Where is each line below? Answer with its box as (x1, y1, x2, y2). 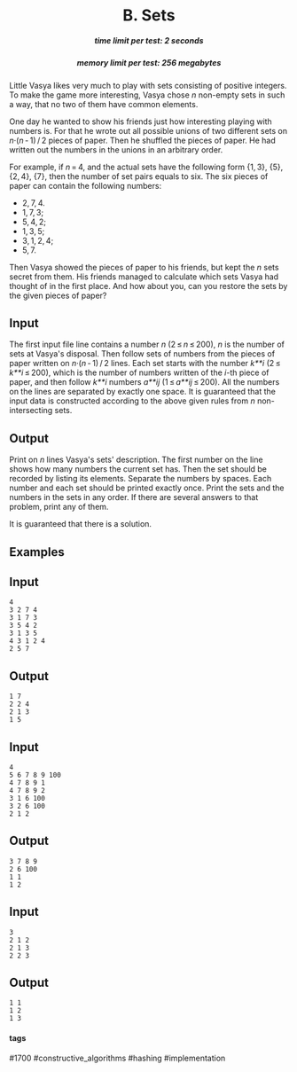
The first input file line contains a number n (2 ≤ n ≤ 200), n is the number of (9, 339, 285, 350)
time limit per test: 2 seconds (94, 35, 204, 45)
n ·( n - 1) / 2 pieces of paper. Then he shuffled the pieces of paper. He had (9, 135, 277, 145)
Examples (9, 544, 65, 559)
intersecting (9, 405, 53, 416)
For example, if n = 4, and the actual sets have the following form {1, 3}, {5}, (9, 161, 284, 172)
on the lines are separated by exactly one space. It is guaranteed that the (9, 387, 277, 397)
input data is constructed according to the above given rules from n (9, 395, 255, 406)
